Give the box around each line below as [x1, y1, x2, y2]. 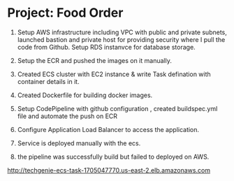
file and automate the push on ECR [17, 112, 117, 120]
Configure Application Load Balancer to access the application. [17, 125, 200, 133]
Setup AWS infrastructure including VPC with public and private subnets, [17, 28, 227, 36]
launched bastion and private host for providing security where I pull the [17, 35, 226, 43]
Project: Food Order [7, 5, 124, 21]
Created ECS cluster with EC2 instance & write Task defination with [17, 70, 211, 78]
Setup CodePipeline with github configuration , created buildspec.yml [17, 104, 218, 113]
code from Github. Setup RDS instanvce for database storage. [17, 43, 196, 51]
